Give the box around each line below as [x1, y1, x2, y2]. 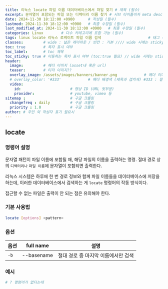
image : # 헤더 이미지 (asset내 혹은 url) [9, 63, 106, 68]
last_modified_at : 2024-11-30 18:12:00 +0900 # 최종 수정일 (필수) [5, 26, 146, 31]
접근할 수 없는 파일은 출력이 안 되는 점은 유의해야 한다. [5, 190, 110, 196]
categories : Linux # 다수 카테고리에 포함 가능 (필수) [5, 30, 124, 35]
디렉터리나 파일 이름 [10, 163, 45, 168]
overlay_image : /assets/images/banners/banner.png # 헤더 [9, 72, 156, 77]
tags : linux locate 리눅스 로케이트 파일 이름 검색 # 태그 [5, 35, 160, 40]
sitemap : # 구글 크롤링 [5, 95, 94, 100]
